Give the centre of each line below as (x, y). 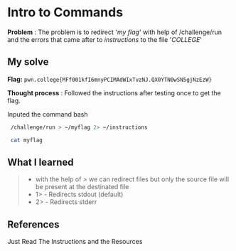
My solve (28, 62)
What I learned (41, 162)
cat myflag (26, 140)
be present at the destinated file (82, 187)
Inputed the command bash (48, 114)
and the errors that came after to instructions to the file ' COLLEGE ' (105, 39)
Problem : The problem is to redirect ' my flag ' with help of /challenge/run (115, 32)
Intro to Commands (65, 12)
